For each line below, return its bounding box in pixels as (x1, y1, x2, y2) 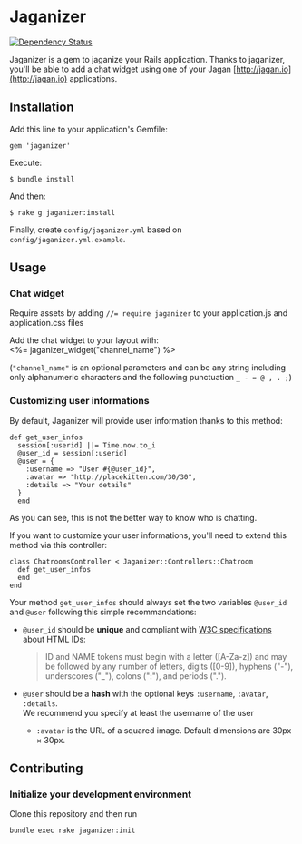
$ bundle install (9, 174, 75, 183)
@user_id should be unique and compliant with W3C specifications (22, 623, 272, 634)
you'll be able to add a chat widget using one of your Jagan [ (9, 64, 237, 74)
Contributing (9, 761, 83, 777)
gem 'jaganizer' (9, 141, 71, 151)
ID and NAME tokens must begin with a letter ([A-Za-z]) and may (44, 651, 287, 662)
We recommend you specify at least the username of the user (22, 707, 254, 718)
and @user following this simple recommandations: (9, 606, 197, 617)
